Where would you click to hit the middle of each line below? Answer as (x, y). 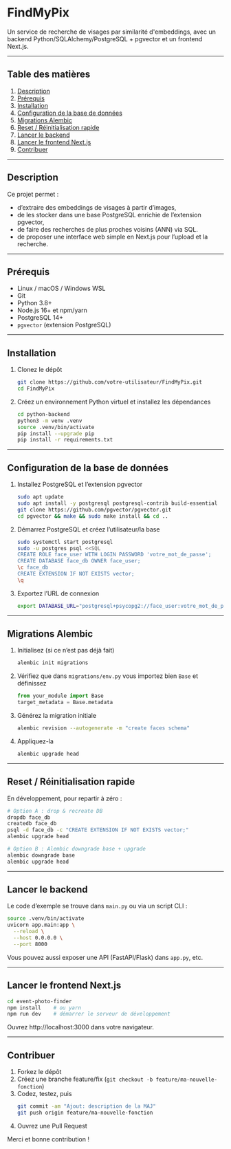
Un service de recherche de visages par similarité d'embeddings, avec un (112, 32)
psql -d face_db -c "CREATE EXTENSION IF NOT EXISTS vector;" (98, 830)
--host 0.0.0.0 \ (38, 938)
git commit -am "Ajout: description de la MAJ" (86, 1106)
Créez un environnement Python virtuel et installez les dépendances (114, 402)
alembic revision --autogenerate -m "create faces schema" (103, 728)
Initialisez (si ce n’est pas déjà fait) (66, 650)
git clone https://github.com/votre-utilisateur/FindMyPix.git (110, 382)
